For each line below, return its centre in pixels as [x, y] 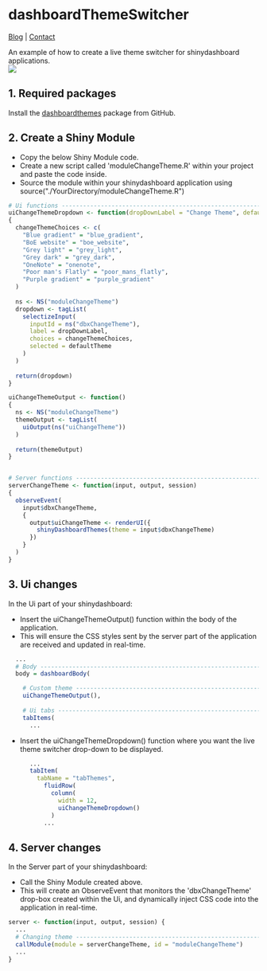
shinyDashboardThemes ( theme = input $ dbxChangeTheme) [126, 530]
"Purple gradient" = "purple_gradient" [89, 280]
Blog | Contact [32, 37]
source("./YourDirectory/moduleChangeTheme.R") [102, 191]
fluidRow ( [60, 786]
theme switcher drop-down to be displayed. [91, 749]
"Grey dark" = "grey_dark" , [69, 257]
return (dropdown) [44, 376]
